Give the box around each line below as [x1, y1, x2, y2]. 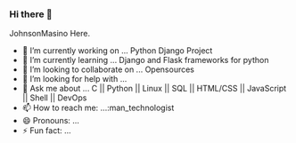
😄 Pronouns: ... [21, 115, 80, 126]
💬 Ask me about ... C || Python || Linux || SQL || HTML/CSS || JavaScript [21, 83, 287, 94]
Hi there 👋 [9, 8, 53, 20]
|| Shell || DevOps [21, 92, 87, 103]
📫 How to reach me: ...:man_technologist [21, 102, 175, 114]
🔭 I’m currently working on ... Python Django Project [21, 45, 213, 56]
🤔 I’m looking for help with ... [21, 74, 127, 84]
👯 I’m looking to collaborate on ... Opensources [21, 64, 194, 75]
